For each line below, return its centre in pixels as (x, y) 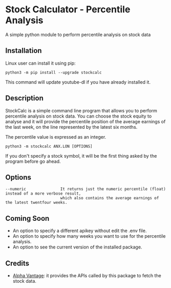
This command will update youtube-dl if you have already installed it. (78, 82)
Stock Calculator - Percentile (68, 9)
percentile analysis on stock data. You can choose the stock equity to (79, 116)
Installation (24, 51)
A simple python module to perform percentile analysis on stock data (78, 34)
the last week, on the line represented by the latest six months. (71, 127)
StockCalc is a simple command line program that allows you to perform (81, 110)
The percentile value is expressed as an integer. (56, 137)
